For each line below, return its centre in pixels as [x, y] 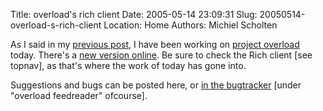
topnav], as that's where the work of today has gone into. [128, 65]
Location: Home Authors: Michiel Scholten [190, 25]
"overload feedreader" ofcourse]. [79, 95]
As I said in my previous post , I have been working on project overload [155, 44]
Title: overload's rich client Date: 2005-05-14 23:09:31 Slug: [134, 14]
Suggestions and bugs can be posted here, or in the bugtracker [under [156, 85]
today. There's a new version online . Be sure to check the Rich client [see [161, 55]
